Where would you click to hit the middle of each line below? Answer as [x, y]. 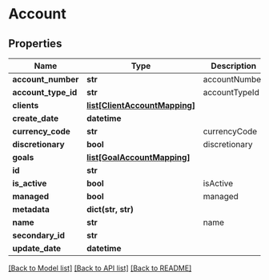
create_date [35, 118]
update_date [37, 248]
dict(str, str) [110, 209]
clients [26, 105]
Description [234, 66]
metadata [31, 209]
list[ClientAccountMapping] [141, 105]
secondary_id [39, 235]
